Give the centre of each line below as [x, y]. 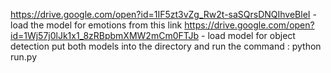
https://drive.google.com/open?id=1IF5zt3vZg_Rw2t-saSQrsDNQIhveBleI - [163, 14]
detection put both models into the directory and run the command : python [166, 46]
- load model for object [248, 35]
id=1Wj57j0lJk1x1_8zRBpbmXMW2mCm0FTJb [105, 35]
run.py [24, 57]
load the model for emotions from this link [96, 25]
